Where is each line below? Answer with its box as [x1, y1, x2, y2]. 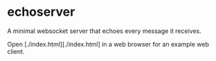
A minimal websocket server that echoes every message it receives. [7, 27, 202, 35]
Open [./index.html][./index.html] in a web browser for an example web [7, 40, 210, 48]
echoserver [7, 4, 75, 20]
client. [7, 47, 25, 56]
